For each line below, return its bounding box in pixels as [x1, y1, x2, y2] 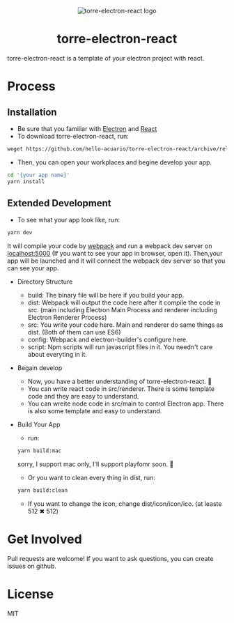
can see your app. [7, 264, 59, 272]
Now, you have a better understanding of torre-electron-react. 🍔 [27, 377, 212, 386]
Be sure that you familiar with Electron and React [17, 124, 157, 132]
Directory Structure [17, 277, 73, 286]
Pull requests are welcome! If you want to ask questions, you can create [7, 554, 214, 562]
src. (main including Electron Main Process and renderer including [27, 306, 217, 314]
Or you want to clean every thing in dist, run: [27, 474, 155, 482]
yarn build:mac [17, 447, 62, 454]
